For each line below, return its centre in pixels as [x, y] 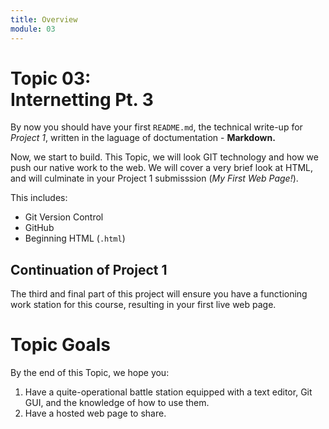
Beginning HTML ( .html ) [75, 238]
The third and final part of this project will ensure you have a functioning [159, 294]
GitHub [39, 228]
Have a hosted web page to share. [95, 413]
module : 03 [33, 29]
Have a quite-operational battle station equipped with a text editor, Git [168, 392]
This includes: [39, 198]
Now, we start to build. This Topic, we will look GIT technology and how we [164, 157]
